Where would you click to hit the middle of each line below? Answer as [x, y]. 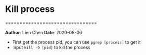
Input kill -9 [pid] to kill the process [51, 47]
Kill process [30, 9]
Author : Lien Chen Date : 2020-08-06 [44, 32]
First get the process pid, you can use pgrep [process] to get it [76, 42]
